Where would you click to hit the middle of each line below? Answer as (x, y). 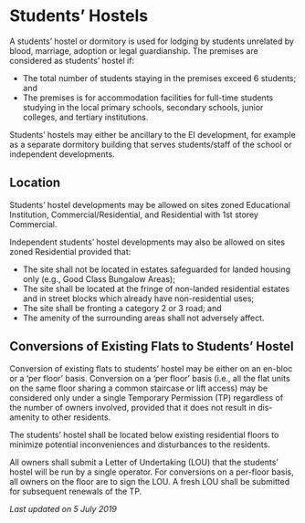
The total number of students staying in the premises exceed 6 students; (159, 78)
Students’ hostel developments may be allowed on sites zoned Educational (150, 204)
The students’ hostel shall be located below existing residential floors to (144, 434)
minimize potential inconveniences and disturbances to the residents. (140, 445)
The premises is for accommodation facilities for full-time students (148, 98)
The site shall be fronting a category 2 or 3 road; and (122, 308)
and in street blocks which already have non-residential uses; (138, 298)
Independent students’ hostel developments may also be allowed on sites (147, 242)
